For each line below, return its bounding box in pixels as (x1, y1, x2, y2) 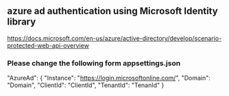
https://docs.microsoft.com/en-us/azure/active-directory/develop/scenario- (7, 34, 222, 42)
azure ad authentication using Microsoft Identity (7, 5, 218, 17)
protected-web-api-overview (7, 41, 89, 50)
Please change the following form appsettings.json (7, 58, 181, 67)
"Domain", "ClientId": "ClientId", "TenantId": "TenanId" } (7, 81, 165, 89)
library (7, 16, 36, 28)
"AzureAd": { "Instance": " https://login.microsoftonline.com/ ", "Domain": (7, 74, 211, 82)
